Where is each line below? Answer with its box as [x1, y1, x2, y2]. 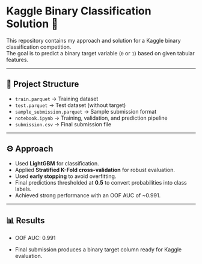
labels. [14, 185, 32, 192]
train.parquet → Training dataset [14, 95, 99, 102]
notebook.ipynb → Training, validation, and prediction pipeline [14, 114, 168, 121]
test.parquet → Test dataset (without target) [14, 101, 126, 109]
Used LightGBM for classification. [14, 159, 99, 167]
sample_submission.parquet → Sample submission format [14, 108, 157, 115]
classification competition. [6, 43, 72, 51]
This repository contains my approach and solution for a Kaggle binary [6, 37, 182, 44]
